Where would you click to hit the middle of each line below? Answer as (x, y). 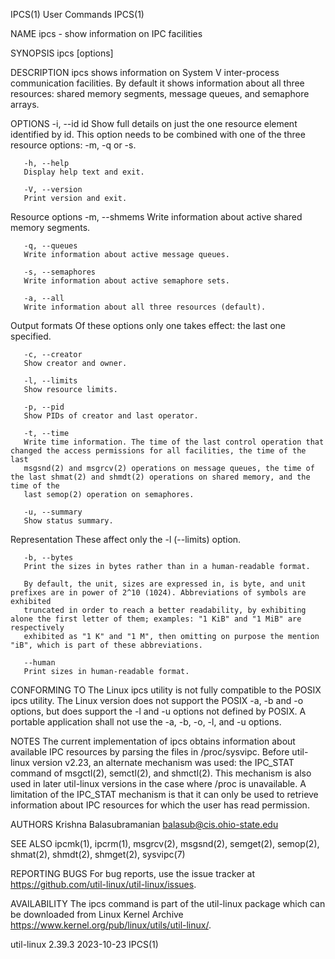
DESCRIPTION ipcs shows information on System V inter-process (145, 72)
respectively (37, 628)
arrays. (25, 104)
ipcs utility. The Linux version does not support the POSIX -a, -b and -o (157, 700)
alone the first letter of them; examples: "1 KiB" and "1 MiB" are (156, 619)
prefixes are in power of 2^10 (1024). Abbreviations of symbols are (158, 593)
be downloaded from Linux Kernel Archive (97, 914)
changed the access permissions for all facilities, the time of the (158, 451)
